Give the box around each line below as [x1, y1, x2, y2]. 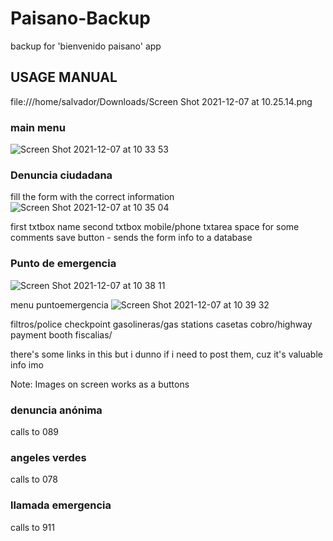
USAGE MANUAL [10, 69, 118, 86]
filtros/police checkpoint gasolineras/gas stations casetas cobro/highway [10, 318, 313, 330]
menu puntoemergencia [10, 298, 109, 311]
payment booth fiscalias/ [10, 328, 113, 341]
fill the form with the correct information [10, 191, 175, 203]
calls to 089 [10, 425, 60, 437]
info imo [10, 358, 44, 371]
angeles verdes [10, 450, 87, 464]
